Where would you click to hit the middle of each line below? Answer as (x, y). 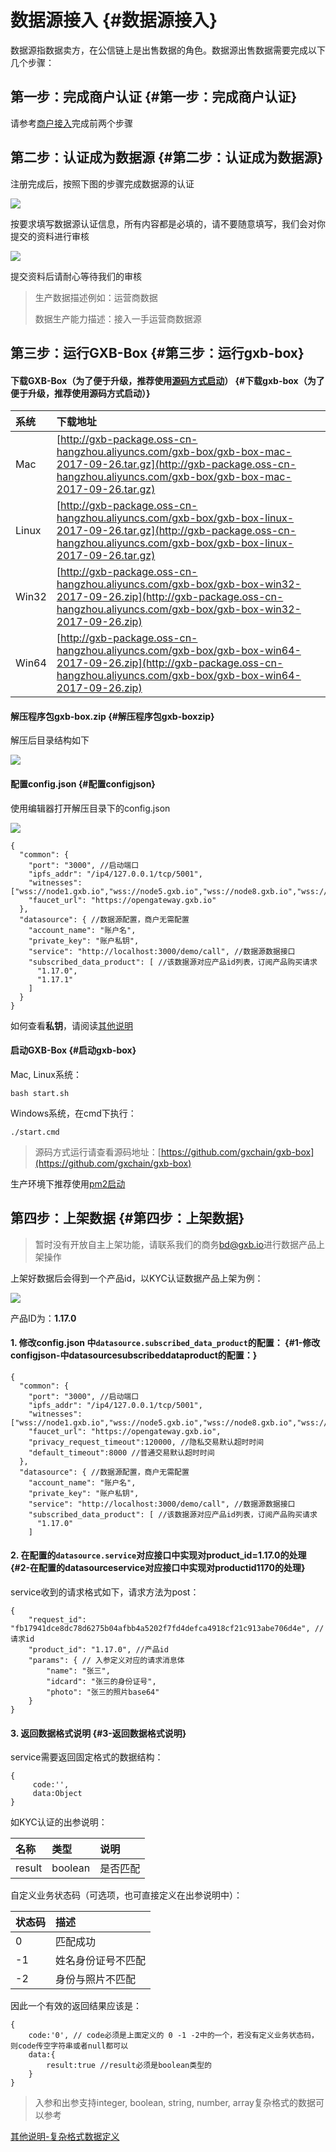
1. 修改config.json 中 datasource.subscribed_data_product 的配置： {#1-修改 (165, 1343)
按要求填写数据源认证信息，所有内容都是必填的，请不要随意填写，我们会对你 (168, 223)
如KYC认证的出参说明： (59, 1822)
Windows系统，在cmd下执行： (73, 1113)
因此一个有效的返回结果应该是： (76, 2006)
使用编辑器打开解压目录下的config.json (90, 808)
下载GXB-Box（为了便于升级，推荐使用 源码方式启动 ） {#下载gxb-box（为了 (167, 380)
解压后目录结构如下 (50, 740)
